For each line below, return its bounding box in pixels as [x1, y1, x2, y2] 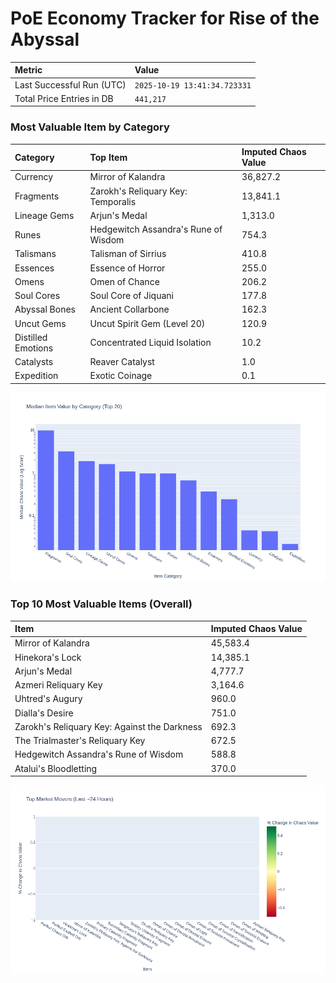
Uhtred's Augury [14, 693, 83, 705]
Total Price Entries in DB [14, 92, 114, 104]
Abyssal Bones [14, 303, 76, 316]
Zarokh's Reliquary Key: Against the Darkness [14, 720, 203, 732]
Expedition [14, 370, 59, 382]
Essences [14, 262, 55, 274]
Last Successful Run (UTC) [14, 78, 127, 91]
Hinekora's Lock [14, 651, 82, 663]
